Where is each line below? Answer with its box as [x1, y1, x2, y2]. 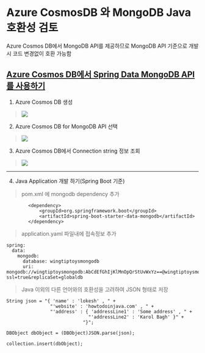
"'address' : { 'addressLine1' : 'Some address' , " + [49, 308, 192, 315]
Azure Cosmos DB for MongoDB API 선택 [15, 123, 118, 130]
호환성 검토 [6, 21, 59, 35]
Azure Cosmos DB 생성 [15, 98, 73, 106]
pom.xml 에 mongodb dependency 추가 [21, 190, 120, 197]
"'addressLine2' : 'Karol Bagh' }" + [88, 314, 184, 320]
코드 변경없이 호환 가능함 [12, 49, 72, 57]
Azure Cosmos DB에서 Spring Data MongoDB [6, 70, 180, 80]
